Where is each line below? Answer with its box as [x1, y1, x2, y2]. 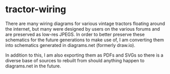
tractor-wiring [5, 4, 66, 15]
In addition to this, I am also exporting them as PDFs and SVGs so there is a [5, 52, 163, 58]
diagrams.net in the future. [5, 63, 61, 69]
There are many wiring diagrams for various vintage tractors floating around [5, 20, 165, 27]
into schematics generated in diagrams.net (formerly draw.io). [5, 42, 135, 48]
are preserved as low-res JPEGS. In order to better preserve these [5, 31, 145, 37]
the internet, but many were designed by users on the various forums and [5, 26, 160, 32]
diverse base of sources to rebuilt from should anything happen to [5, 57, 144, 63]
